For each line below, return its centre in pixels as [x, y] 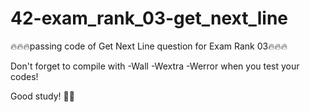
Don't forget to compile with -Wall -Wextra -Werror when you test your [155, 66]
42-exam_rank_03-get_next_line [149, 18]
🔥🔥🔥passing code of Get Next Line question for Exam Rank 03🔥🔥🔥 [149, 46]
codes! [24, 76]
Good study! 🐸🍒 [42, 96]
